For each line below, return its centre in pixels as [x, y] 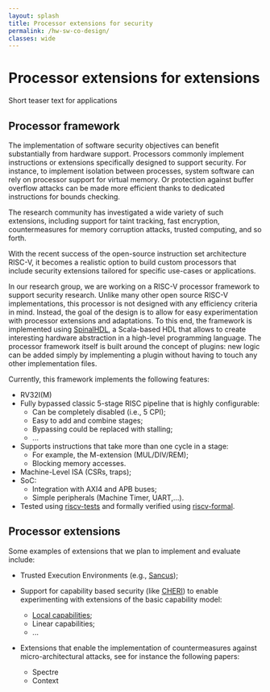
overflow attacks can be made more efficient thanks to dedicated [117, 188]
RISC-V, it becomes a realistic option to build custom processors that [123, 262]
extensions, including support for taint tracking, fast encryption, [114, 221]
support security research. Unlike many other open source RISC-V [118, 295]
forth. [17, 238]
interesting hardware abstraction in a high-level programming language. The [135, 338]
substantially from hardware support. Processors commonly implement [126, 154]
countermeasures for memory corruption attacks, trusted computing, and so [135, 229]
